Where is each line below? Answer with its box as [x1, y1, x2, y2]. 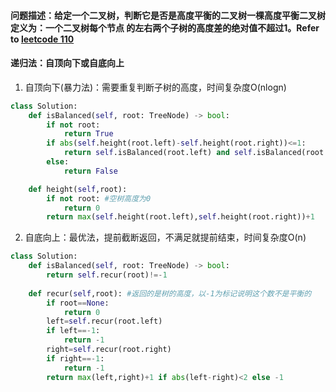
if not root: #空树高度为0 [46, 193, 152, 204]
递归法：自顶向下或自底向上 [10, 57, 125, 69]
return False [63, 166, 118, 176]
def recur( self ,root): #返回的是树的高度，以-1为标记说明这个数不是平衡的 [28, 288, 312, 299]
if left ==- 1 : [46, 326, 101, 336]
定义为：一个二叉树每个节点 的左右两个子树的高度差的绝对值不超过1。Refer [10, 21, 320, 34]
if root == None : [46, 298, 110, 308]
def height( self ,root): [28, 184, 128, 194]
